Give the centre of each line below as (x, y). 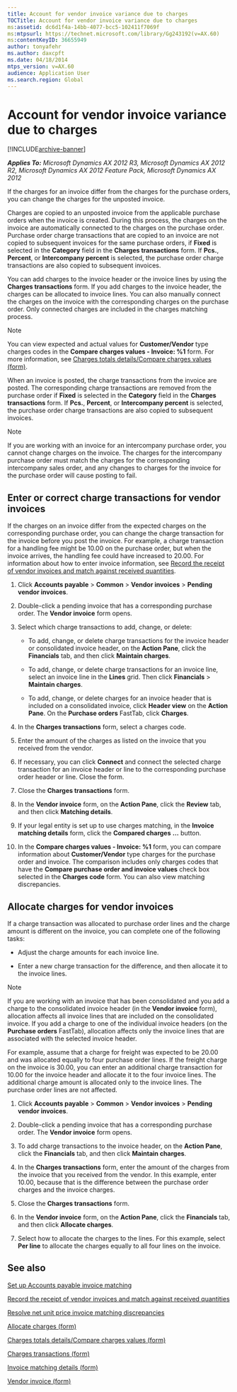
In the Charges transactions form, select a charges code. (102, 727)
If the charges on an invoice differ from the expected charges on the (107, 526)
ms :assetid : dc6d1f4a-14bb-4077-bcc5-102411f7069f (83, 27)
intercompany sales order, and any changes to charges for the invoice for (114, 468)
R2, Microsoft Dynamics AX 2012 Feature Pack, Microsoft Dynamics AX (112, 170)
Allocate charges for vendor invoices (91, 906)
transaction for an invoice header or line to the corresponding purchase (122, 770)
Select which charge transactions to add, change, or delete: (105, 627)
